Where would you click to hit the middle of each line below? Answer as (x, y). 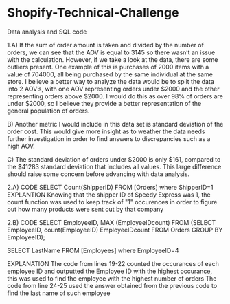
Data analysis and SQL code (47, 32)
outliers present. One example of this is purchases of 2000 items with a (108, 67)
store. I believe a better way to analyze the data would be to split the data (111, 81)
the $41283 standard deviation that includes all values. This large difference (114, 166)
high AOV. (21, 146)
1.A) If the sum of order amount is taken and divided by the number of (106, 45)
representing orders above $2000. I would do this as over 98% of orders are (115, 96)
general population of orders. (48, 111)
